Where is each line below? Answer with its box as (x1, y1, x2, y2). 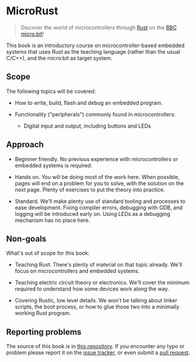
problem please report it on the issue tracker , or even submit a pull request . (6, 349, 191, 356)
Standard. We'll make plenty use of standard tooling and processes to (14, 197, 186, 205)
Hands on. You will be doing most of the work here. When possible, (14, 173, 180, 180)
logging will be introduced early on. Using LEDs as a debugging (14, 210, 170, 217)
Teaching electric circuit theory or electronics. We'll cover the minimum (14, 279, 190, 286)
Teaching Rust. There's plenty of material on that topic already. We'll (14, 261, 182, 268)
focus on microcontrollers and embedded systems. (14, 267, 140, 275)
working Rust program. (14, 310, 71, 317)
